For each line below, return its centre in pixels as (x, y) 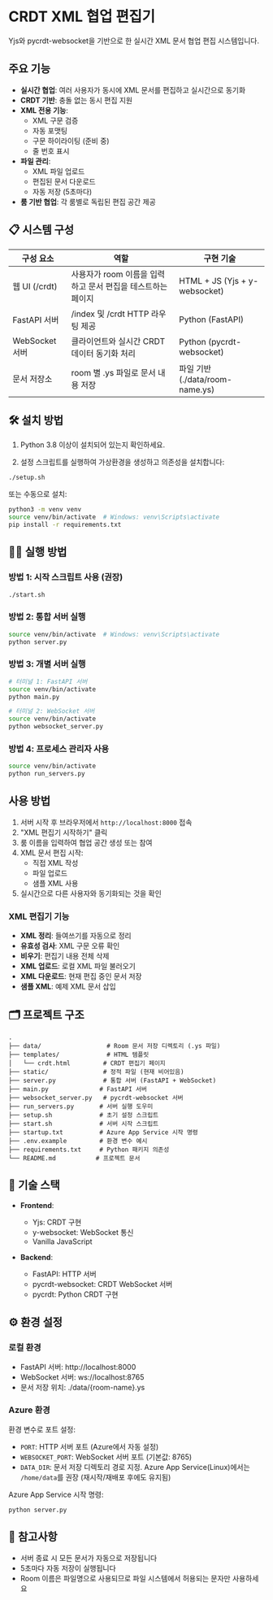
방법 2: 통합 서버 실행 (47, 617)
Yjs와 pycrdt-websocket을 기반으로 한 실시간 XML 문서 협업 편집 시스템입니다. (134, 41)
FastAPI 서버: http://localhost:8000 (78, 1367)
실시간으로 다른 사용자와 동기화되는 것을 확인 (91, 893)
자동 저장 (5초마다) (62, 191)
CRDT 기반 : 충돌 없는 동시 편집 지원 (76, 100)
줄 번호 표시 (51, 150)
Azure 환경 (29, 1410)
